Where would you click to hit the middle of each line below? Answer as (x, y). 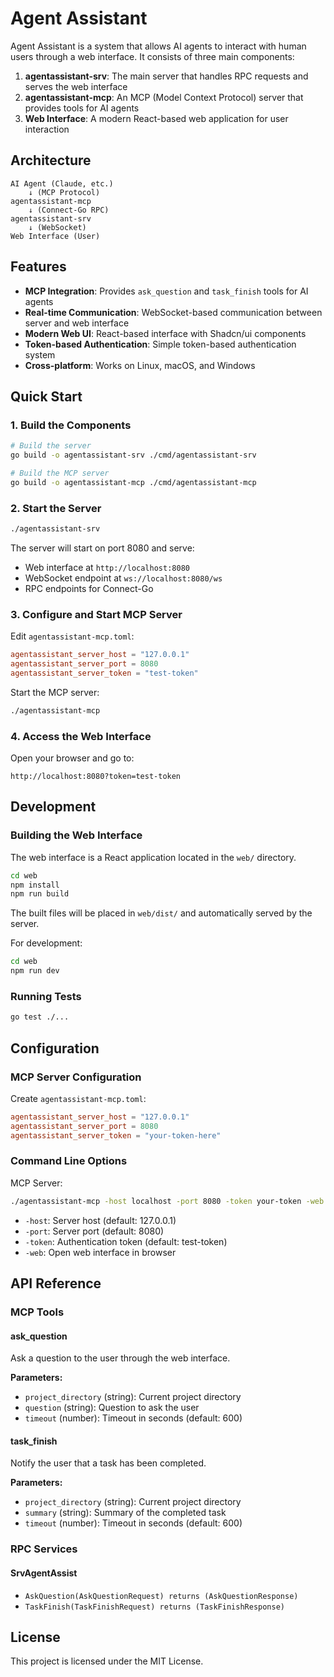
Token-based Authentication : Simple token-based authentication (160, 344)
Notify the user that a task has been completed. (108, 1463)
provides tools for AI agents (82, 108)
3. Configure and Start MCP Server (96, 614)
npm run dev (35, 971)
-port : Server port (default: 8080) (94, 1231)
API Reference (56, 1283)
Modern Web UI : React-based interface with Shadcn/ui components (165, 333)
